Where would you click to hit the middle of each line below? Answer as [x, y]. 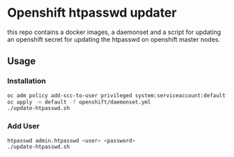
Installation [27, 81]
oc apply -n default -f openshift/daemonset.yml [79, 102]
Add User [23, 126]
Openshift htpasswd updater [92, 13]
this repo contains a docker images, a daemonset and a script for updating [114, 32]
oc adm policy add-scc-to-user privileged [70, 95]
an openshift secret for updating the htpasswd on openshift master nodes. [114, 39]
